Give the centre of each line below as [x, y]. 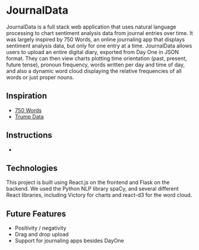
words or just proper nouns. [40, 77]
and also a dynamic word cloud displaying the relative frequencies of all [94, 71]
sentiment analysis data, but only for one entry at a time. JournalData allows [99, 46]
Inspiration [27, 96]
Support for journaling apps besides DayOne [69, 240]
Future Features [36, 213]
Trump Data [29, 116]
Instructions [29, 135]
